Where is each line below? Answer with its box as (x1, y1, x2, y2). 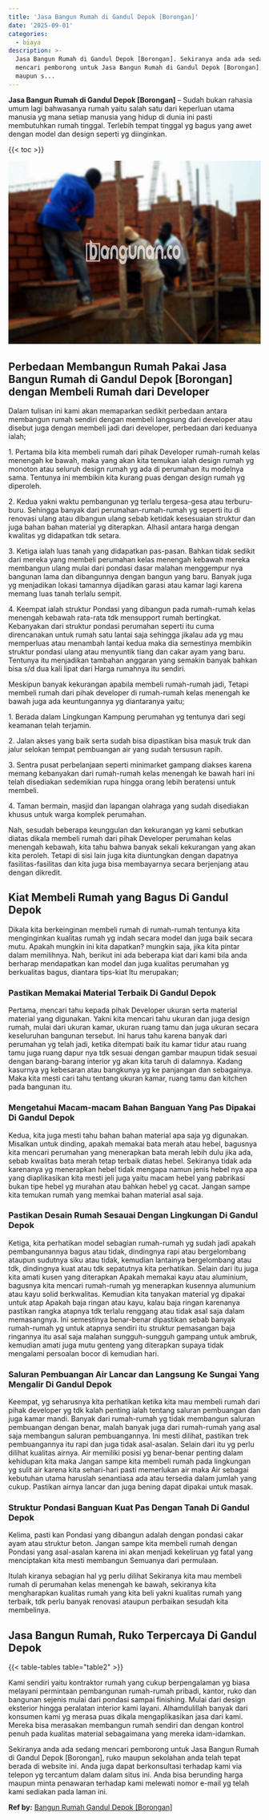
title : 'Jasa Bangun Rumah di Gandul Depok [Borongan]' (8, 13, 199, 21)
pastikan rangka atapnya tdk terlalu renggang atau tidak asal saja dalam (8, 1306, 246, 1315)
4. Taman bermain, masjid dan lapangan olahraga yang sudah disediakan (8, 801, 250, 811)
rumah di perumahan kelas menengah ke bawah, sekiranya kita (8, 1580, 217, 1589)
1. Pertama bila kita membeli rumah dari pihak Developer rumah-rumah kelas (8, 447, 260, 457)
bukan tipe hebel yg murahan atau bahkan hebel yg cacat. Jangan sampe (8, 1182, 251, 1191)
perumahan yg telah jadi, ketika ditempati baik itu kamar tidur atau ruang (8, 1040, 247, 1049)
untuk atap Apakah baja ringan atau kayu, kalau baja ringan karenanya (8, 1298, 240, 1307)
